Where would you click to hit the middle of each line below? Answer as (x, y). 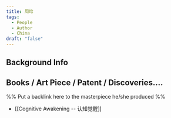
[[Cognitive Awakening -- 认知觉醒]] (58, 109)
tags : (13, 17)
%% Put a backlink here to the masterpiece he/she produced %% (86, 97)
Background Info (37, 63)
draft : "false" (25, 39)
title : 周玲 (20, 11)
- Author (22, 28)
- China (21, 33)
